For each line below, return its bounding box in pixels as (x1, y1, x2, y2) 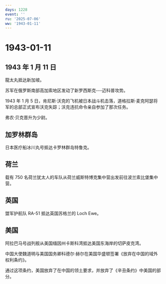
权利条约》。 (5, 257, 29, 263)
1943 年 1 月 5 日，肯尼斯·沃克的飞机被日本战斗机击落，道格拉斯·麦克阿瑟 (5, 98, 154, 104)
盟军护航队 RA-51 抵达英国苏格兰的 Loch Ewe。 (5, 210, 101, 216)
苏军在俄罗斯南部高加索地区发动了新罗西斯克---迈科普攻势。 (5, 87, 128, 94)
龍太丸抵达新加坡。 (5, 77, 44, 83)
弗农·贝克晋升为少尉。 (5, 114, 50, 121)
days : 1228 (5, 7, 28, 12)
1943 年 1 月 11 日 (5, 63, 57, 71)
